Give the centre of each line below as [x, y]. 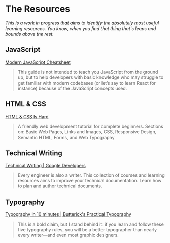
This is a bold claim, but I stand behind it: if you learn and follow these [91, 224]
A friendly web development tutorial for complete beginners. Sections [90, 126]
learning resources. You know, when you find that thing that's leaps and [81, 28]
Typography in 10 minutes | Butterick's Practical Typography [69, 214]
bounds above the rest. [30, 34]
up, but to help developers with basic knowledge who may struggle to [91, 77]
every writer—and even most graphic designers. [68, 235]
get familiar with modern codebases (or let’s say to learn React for [87, 83]
